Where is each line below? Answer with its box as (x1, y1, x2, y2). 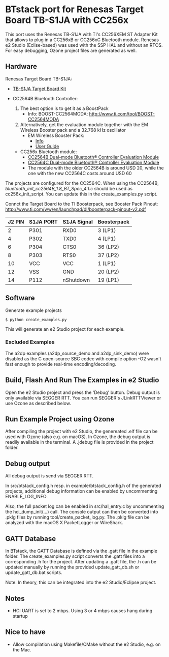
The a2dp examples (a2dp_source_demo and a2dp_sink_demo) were (5, 350, 149, 356)
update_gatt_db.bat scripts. (5, 569, 62, 576)
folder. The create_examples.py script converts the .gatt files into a (5, 553, 145, 559)
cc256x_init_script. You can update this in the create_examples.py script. (5, 191, 158, 197)
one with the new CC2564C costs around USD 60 (27, 170, 132, 176)
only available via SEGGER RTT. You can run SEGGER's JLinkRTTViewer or (5, 394, 161, 401)
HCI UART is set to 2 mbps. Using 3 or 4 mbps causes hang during (12, 607, 153, 614)
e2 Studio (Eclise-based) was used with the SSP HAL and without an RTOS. (5, 42, 163, 48)
